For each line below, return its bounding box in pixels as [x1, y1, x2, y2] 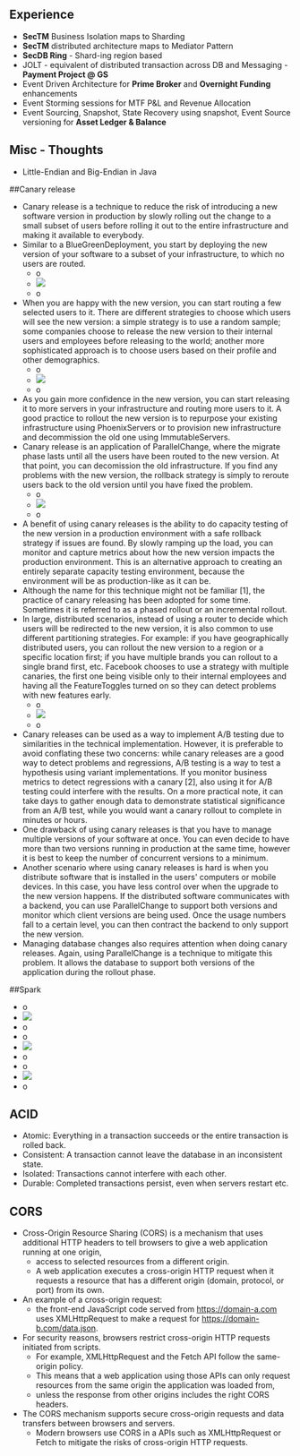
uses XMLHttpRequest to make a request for [35, 1314, 200, 1324]
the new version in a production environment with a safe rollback [21, 527, 262, 538]
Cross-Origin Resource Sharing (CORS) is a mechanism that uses [21, 1228, 264, 1238]
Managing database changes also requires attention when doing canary [21, 938, 288, 948]
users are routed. [21, 258, 87, 269]
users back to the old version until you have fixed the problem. [21, 479, 253, 490]
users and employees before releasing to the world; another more [21, 335, 265, 346]
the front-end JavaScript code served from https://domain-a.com [35, 1304, 278, 1315]
